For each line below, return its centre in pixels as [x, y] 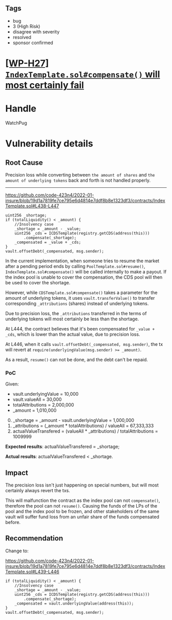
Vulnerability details [49, 144]
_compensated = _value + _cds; [48, 242]
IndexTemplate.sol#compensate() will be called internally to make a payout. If [86, 272]
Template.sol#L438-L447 [32, 206]
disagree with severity [36, 32]
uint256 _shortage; [26, 215]
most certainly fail [45, 85]
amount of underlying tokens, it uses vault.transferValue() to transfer [80, 298]
